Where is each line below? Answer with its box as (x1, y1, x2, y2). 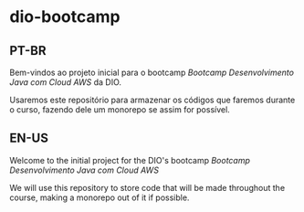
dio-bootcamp (9, 6, 121, 27)
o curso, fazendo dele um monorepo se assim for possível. (9, 104, 230, 115)
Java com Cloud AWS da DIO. (9, 77, 121, 88)
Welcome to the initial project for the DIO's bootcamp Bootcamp (9, 154, 251, 165)
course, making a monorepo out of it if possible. (9, 192, 190, 203)
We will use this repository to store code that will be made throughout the (9, 182, 286, 193)
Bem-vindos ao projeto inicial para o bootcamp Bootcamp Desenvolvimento (9, 67, 295, 78)
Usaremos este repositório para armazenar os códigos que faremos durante (9, 94, 296, 105)
